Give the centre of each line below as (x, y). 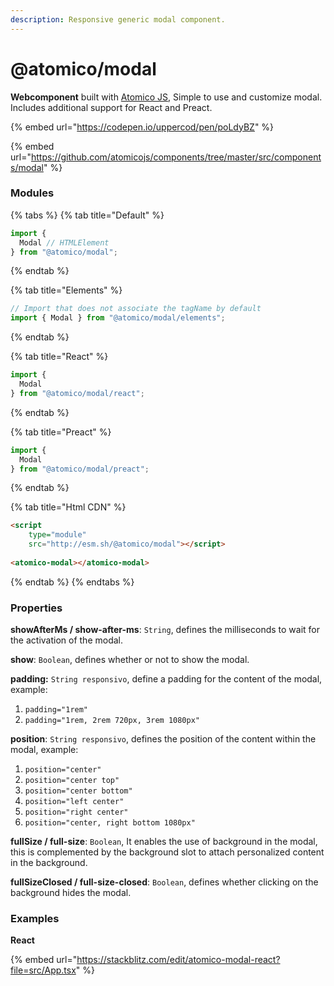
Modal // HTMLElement (64, 242)
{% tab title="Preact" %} (61, 432)
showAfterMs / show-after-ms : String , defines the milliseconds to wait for (165, 630)
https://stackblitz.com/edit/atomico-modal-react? (178, 960)
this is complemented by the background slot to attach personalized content (167, 852)
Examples (35, 919)
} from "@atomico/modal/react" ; (77, 393)
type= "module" (57, 535)
